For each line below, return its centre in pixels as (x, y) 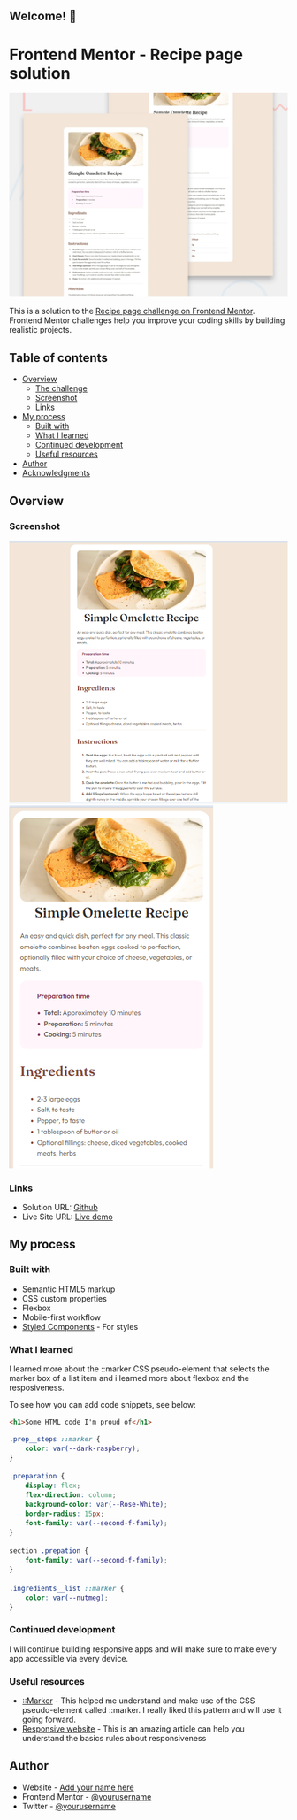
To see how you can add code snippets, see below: (103, 1404)
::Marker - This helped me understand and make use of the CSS (138, 1701)
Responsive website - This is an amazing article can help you (133, 1729)
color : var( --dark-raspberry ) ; (83, 1448)
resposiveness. (37, 1387)
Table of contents (58, 358)
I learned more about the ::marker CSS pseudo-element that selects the (139, 1369)
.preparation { (37, 1477)
